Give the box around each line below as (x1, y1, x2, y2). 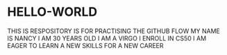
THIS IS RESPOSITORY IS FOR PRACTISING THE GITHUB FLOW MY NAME (7, 27, 220, 35)
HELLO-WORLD (7, 4, 98, 20)
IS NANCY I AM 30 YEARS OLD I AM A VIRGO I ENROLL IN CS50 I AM (7, 34, 207, 42)
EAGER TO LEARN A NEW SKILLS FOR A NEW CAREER (7, 41, 165, 49)
